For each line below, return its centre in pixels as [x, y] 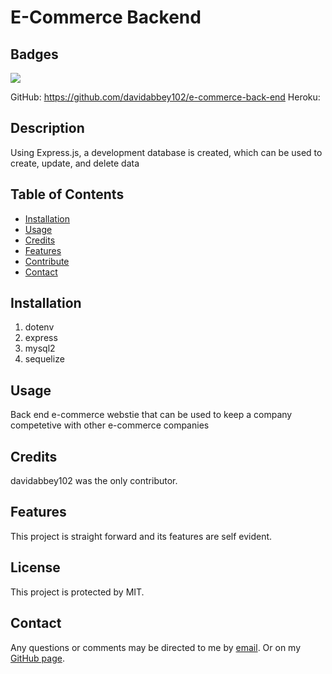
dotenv [39, 327]
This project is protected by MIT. [77, 592]
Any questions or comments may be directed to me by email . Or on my [156, 647]
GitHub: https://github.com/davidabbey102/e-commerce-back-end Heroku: [165, 97]
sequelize [44, 359]
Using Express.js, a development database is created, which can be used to [166, 152]
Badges [34, 54]
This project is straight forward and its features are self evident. [141, 536]
